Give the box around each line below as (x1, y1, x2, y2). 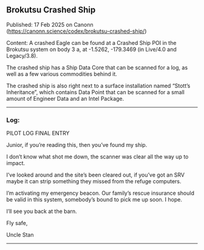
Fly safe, (6, 220, 28, 227)
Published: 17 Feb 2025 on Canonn (6, 21, 93, 28)
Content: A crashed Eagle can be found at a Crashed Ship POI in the (6, 39, 177, 46)
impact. (6, 160, 25, 167)
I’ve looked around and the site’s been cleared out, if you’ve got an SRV (6, 171, 185, 178)
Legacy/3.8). (6, 52, 38, 59)
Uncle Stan (6, 231, 34, 238)
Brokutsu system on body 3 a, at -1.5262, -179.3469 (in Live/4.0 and (6, 46, 177, 53)
